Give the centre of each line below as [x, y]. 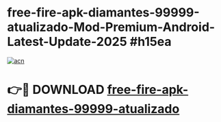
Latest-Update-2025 [67, 42]
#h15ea [151, 42]
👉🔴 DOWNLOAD [56, 90]
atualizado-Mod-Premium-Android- [111, 27]
